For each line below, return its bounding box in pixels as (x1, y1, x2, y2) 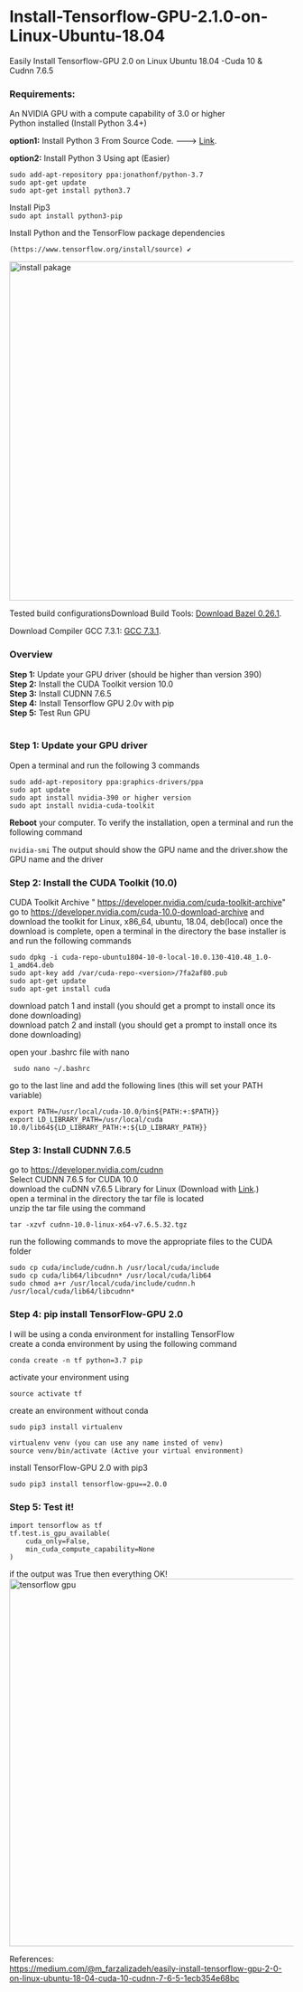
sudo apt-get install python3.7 (9, 186, 131, 195)
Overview (9, 649, 53, 661)
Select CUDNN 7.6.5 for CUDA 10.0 (9, 1174, 139, 1185)
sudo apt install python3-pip (9, 212, 124, 221)
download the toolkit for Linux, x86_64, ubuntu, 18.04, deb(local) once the (9, 916, 283, 927)
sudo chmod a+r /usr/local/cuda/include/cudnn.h (9, 1279, 196, 1288)
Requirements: (9, 88, 76, 100)
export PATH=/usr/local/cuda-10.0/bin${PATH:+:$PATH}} (9, 1107, 220, 1116)
